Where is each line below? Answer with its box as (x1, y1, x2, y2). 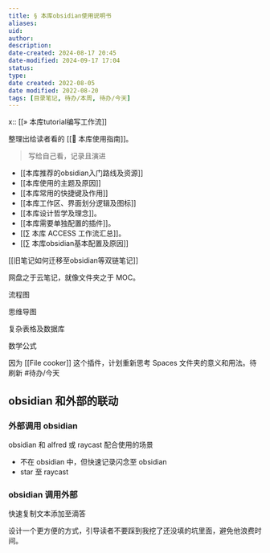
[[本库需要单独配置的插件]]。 (19, 219, 116, 228)
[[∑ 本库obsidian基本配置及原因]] (19, 239, 129, 248)
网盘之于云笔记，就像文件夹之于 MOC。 (8, 272, 141, 282)
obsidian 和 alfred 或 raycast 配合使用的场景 (8, 440, 154, 449)
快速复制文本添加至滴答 (8, 509, 86, 518)
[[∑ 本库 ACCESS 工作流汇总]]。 (19, 228, 126, 238)
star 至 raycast (19, 467, 69, 477)
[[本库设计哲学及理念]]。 (19, 208, 102, 218)
